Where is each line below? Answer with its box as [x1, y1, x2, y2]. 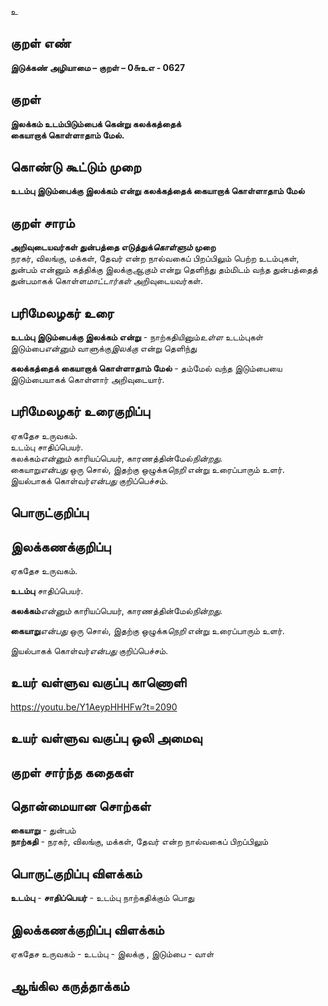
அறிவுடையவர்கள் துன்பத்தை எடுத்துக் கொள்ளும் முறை [10, 241, 217, 253]
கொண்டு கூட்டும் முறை [10, 159, 142, 176]
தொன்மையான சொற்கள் [10, 798, 152, 815]
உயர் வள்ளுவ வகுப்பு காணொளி [10, 674, 187, 691]
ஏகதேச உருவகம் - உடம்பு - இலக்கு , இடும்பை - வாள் [10, 948, 215, 960]
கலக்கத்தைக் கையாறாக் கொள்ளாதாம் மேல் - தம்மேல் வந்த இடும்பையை [10, 362, 283, 375]
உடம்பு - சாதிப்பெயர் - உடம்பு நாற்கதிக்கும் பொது [10, 892, 195, 904]
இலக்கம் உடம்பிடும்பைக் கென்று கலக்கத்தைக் [10, 117, 182, 130]
